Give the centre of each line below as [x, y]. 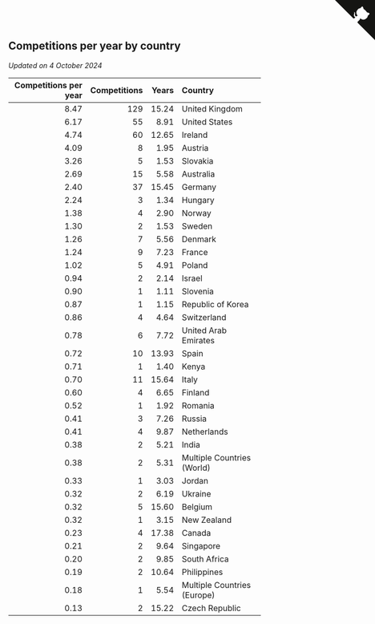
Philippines [202, 572]
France [195, 252]
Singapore [201, 545]
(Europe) [198, 595]
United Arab [204, 330]
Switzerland [204, 317]
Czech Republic [212, 608]
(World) [196, 468]
